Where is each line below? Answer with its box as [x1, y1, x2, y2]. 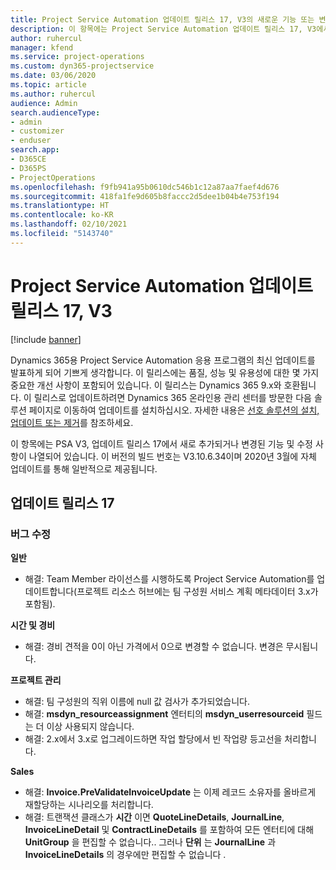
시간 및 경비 [10, 619, 56, 631]
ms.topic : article [10, 80, 87, 90]
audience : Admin [10, 98, 78, 108]
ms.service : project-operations [10, 52, 145, 62]
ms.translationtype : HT [10, 201, 110, 211]
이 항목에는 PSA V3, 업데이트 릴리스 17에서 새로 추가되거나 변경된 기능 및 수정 [10, 437, 313, 450]
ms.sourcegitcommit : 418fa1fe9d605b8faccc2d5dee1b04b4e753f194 [10, 191, 280, 201]
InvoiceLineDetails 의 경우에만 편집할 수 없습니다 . [24, 849, 227, 861]
